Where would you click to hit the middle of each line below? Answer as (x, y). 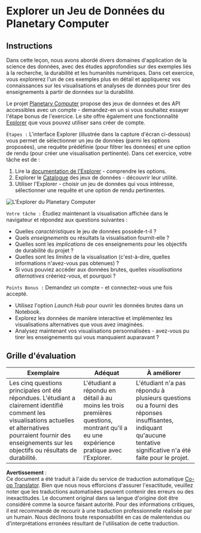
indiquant (149, 428)
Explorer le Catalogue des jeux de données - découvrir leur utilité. (96, 177)
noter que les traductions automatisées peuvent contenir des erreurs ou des (100, 491)
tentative (148, 443)
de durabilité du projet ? (44, 250)
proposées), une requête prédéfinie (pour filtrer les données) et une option (98, 147)
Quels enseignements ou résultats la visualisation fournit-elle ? (92, 238)
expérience (99, 443)
